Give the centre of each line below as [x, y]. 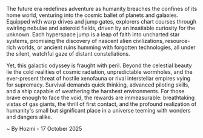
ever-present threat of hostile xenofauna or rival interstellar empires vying [98, 78]
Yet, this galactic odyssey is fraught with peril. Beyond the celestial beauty [99, 65]
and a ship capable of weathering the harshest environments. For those [95, 91]
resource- [178, 41]
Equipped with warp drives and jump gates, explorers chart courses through [101, 21]
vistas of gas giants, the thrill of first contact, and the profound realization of [101, 104]
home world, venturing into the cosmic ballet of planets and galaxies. [92, 15]
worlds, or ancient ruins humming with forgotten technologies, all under [106, 47]
